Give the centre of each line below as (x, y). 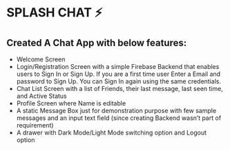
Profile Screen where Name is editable (71, 103)
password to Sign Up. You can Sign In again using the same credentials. (119, 81)
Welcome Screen (41, 59)
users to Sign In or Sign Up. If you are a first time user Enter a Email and (118, 74)
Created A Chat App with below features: (97, 42)
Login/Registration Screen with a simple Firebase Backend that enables (118, 67)
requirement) (35, 125)
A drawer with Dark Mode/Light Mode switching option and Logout (112, 132)
